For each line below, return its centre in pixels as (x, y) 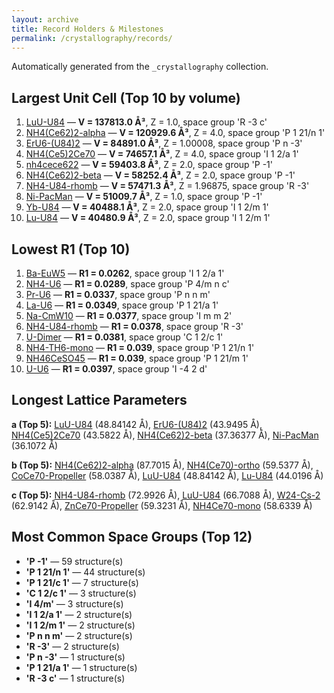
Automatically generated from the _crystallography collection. (140, 67)
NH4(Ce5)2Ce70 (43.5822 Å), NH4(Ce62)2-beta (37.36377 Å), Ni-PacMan (165, 435)
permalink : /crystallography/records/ (92, 38)
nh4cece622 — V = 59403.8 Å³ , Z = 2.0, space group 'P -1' (149, 165)
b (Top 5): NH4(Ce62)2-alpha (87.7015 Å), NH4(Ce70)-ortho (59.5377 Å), (162, 465)
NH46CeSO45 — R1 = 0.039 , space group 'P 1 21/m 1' (137, 358)
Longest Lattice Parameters (99, 400)
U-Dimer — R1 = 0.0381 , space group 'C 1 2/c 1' (124, 337)
